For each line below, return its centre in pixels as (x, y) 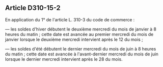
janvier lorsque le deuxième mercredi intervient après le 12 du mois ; (74, 39)
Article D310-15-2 (33, 8)
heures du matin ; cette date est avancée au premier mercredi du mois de (79, 34)
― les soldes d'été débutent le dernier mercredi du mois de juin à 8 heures (81, 49)
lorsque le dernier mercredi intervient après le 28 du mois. (64, 59)
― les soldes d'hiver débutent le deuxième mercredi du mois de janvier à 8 (81, 29)
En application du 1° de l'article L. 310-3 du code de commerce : (70, 19)
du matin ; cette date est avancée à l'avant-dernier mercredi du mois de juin (82, 54)
